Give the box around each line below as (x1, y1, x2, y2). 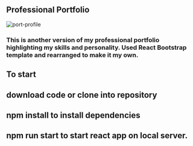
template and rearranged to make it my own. (6, 50, 139, 59)
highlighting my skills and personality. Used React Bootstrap (6, 43, 187, 52)
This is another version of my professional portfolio (6, 35, 160, 44)
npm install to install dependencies (6, 110, 141, 120)
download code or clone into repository (6, 90, 157, 100)
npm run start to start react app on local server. (6, 130, 188, 141)
